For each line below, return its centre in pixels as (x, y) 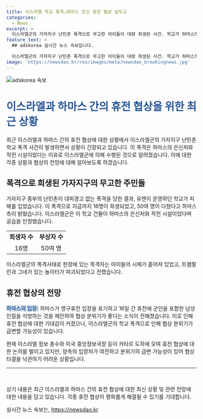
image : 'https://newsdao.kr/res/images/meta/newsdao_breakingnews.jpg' (98, 62)
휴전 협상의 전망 (34, 293)
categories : (21, 18)
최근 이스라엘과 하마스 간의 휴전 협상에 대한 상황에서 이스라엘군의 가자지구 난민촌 (101, 139)
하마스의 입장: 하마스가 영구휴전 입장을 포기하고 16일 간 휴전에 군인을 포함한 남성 (101, 309)
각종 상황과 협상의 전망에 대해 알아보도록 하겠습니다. (67, 162)
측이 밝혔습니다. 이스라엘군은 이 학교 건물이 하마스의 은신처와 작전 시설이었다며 (99, 214)
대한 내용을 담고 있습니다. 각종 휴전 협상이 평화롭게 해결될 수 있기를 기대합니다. (99, 397)
